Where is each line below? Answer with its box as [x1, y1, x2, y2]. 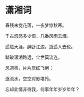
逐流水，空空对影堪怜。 [5, 75, 53, 81]
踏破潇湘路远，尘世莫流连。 [5, 54, 62, 60]
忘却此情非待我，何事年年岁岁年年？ [5, 86, 80, 92]
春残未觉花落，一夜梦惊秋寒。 [5, 22, 66, 28]
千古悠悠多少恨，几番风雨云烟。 [5, 33, 71, 39]
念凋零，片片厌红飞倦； [5, 65, 53, 71]
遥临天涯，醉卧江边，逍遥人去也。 [5, 43, 75, 49]
